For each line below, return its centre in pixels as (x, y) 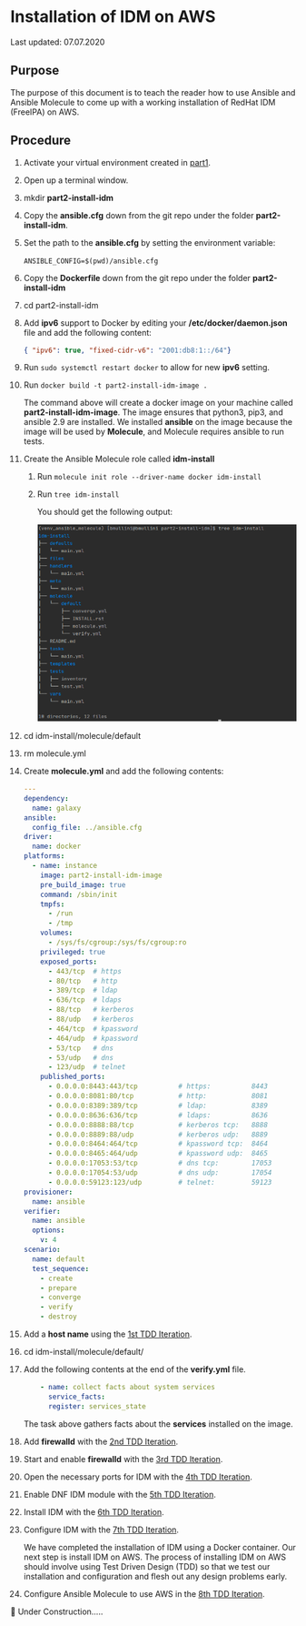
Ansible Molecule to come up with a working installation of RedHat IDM (143, 102)
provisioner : (48, 1192)
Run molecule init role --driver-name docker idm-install (149, 477)
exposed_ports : (69, 962)
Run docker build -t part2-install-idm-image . (115, 385)
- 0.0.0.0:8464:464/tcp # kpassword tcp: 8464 (158, 1144)
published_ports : (73, 1077)
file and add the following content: (88, 332)
